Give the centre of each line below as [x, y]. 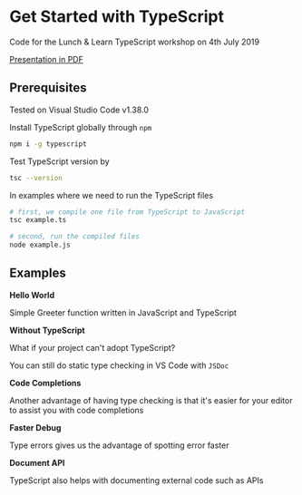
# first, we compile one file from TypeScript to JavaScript [127, 212]
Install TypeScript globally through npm [81, 127]
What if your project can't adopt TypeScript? [93, 347]
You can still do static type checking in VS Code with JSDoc [119, 365]
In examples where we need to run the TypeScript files [112, 195]
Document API [37, 462]
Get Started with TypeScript [117, 17]
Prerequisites [48, 88]
